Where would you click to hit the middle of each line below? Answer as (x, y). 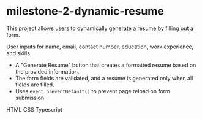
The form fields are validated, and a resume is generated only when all (104, 78)
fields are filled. (35, 85)
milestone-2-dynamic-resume (85, 11)
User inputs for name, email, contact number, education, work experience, (100, 47)
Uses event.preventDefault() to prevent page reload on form (92, 91)
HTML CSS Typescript (35, 109)
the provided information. (47, 71)
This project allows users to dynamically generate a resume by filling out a (100, 28)
